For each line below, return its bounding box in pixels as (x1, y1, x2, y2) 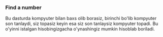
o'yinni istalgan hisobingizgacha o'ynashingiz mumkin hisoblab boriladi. (5, 26, 155, 32)
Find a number (5, 4, 42, 11)
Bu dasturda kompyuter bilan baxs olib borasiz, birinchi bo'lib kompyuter (5, 15, 157, 21)
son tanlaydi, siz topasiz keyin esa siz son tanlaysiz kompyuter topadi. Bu (5, 20, 158, 26)
